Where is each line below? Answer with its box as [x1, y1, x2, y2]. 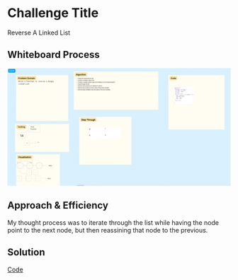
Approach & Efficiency [7, 199, 108, 211]
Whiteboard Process [7, 49, 101, 61]
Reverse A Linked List [7, 28, 71, 37]
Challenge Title [7, 5, 99, 21]
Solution [7, 246, 45, 259]
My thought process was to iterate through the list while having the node [7, 218, 220, 227]
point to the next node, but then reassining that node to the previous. [7, 226, 208, 234]
